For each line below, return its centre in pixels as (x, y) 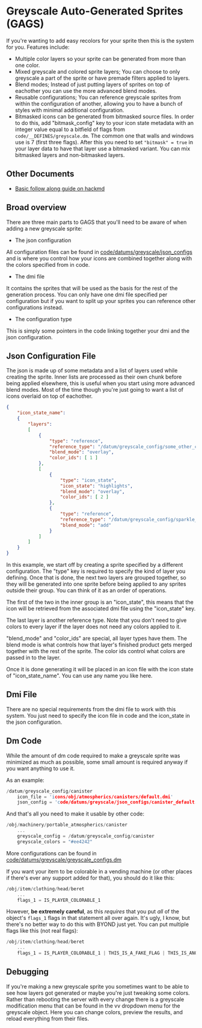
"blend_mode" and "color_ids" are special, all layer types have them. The (97, 638)
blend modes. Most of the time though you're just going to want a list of (95, 390)
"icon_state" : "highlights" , (96, 486)
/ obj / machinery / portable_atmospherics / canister (67, 825)
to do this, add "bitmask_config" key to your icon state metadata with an (104, 123)
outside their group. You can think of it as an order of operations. (87, 590)
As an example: (25, 780)
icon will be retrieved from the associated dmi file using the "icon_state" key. (101, 608)
